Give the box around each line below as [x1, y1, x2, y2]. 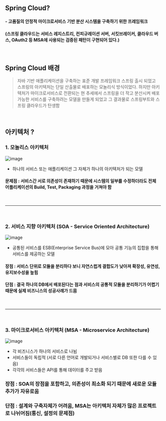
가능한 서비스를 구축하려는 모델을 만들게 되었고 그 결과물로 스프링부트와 [17, 96, 155, 102]
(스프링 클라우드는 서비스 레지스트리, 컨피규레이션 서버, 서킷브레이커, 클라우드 [5, 31, 154, 37]
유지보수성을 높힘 [5, 269, 39, 275]
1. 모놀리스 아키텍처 [5, 144, 49, 151]
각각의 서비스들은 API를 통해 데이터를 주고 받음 [12, 367, 103, 373]
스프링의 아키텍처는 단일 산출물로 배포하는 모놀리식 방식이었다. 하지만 [17, 84, 151, 90]
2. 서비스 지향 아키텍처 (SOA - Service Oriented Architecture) [5, 223, 150, 230]
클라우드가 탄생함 [26, 102, 60, 108]
